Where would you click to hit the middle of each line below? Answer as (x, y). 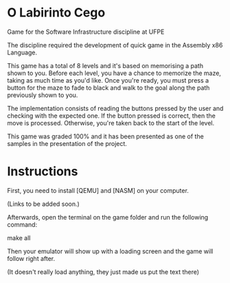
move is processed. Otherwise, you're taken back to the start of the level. (111, 123)
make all (19, 238)
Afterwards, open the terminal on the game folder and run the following (108, 217)
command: (22, 224)
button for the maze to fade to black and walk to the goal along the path (108, 87)
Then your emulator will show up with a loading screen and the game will (110, 251)
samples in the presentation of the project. (67, 143)
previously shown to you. (43, 95)
